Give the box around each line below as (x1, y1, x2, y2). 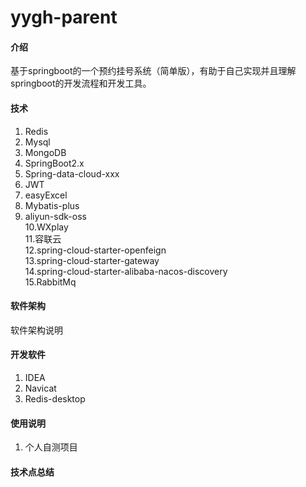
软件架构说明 (10, 324, 63, 336)
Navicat (24, 382, 57, 394)
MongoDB (24, 146, 67, 158)
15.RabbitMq (24, 276, 77, 288)
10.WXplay (24, 221, 69, 233)
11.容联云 (24, 232, 62, 245)
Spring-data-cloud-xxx (24, 167, 120, 180)
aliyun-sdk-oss (24, 210, 87, 222)
